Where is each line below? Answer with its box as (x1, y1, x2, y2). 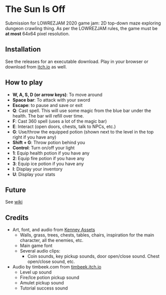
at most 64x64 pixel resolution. (5, 30, 70, 36)
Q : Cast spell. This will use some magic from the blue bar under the (12, 107, 151, 113)
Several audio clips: (19, 248, 60, 254)
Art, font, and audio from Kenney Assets (12, 226, 95, 233)
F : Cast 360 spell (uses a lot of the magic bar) (12, 118, 107, 124)
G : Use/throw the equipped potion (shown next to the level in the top (12, 128, 154, 134)
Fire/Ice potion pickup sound (19, 274, 79, 280)
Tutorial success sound (19, 285, 68, 291)
